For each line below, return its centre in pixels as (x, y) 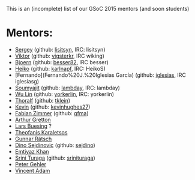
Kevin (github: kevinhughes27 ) (52, 107)
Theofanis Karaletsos (41, 132)
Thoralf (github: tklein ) (43, 100)
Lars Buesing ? (33, 126)
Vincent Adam (32, 170)
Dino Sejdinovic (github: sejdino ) (55, 145)
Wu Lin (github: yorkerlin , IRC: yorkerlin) (64, 94)
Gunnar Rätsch (33, 139)
